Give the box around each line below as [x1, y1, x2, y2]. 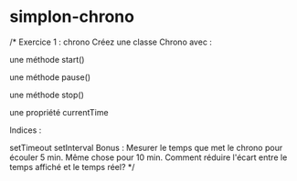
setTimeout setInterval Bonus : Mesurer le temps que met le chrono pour [9, 142, 283, 153]
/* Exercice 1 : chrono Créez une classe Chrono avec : [9, 36, 213, 47]
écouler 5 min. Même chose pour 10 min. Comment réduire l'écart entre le [9, 152, 288, 163]
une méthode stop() [9, 89, 85, 100]
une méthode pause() [9, 71, 91, 83]
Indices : [9, 125, 42, 136]
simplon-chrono [9, 6, 135, 27]
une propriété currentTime [9, 106, 109, 117]
